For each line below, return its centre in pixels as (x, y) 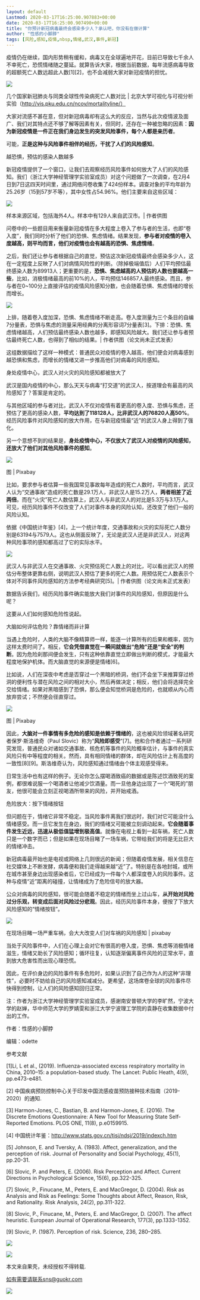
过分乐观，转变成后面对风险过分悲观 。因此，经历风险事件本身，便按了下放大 (100, 901)
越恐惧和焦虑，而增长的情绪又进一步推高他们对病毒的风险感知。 (84, 360)
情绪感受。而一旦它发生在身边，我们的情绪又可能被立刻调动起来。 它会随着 (97, 824)
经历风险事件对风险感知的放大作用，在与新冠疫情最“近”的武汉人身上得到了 (97, 420)
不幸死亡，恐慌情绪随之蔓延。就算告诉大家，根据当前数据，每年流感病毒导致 (100, 65)
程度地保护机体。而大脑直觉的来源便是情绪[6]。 (65, 662)
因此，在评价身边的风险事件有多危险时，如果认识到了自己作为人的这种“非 (96, 973)
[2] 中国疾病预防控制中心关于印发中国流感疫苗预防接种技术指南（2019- (93, 1091)
